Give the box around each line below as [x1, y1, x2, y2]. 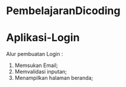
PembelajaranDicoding [6, 4, 121, 18]
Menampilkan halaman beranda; [14, 75, 93, 82]
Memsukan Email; [14, 62, 58, 69]
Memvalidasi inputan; [14, 68, 67, 75]
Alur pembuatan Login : [6, 51, 63, 58]
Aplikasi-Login [6, 31, 80, 45]
